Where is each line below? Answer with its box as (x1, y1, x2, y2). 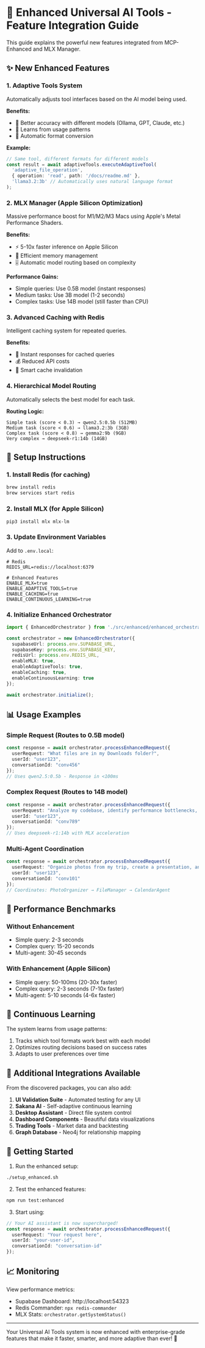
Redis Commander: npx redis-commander (15, 1304, 117, 1311)
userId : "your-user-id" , (12, 1237, 75, 1243)
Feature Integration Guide (6, 18, 139, 32)
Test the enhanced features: (15, 1185, 87, 1193)
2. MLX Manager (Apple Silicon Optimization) (6, 198, 143, 207)
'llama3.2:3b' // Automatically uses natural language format (12, 179, 173, 185)
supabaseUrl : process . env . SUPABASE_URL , (12, 641, 116, 647)
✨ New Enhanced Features (6, 63, 110, 73)
